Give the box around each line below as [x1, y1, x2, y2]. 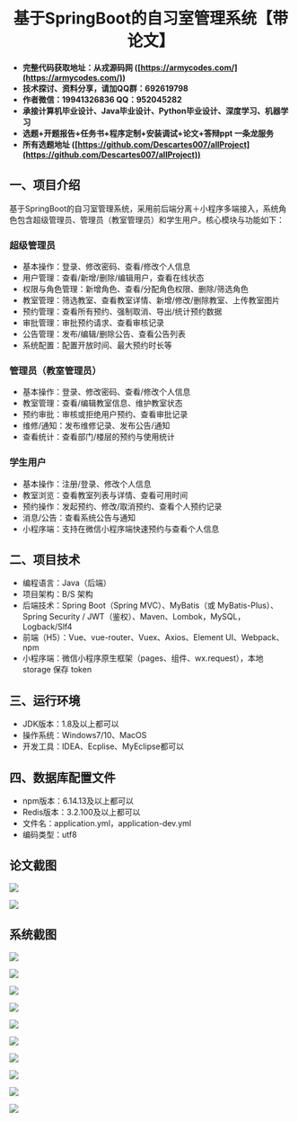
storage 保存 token [22, 664, 92, 675]
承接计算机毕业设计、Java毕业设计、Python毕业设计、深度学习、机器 [22, 105, 281, 116]
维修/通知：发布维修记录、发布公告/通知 [22, 420, 171, 432]
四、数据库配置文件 [9, 770, 116, 785]
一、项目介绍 [9, 177, 81, 193]
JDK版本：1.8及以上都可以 [22, 718, 119, 729]
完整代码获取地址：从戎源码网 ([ [22, 62, 141, 73]
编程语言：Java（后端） [22, 577, 112, 589]
